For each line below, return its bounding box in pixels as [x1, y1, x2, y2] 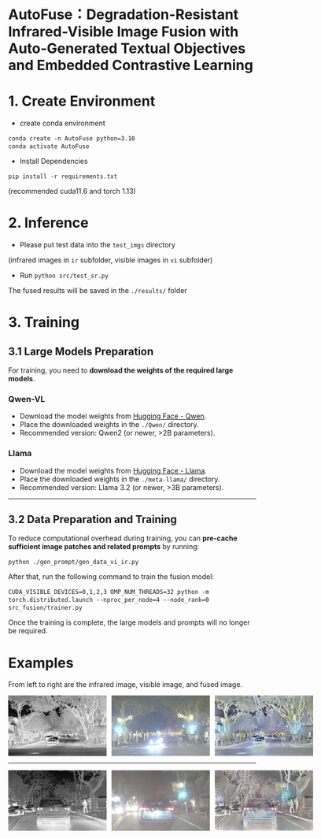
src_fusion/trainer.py [8, 604, 83, 612]
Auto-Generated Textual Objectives [8, 39, 246, 58]
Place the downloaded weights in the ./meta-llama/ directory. [19, 474, 220, 484]
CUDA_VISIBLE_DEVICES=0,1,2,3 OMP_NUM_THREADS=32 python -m [8, 588, 210, 596]
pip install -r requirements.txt [8, 173, 118, 180]
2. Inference [8, 214, 89, 232]
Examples [8, 654, 74, 672]
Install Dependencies [19, 157, 88, 166]
